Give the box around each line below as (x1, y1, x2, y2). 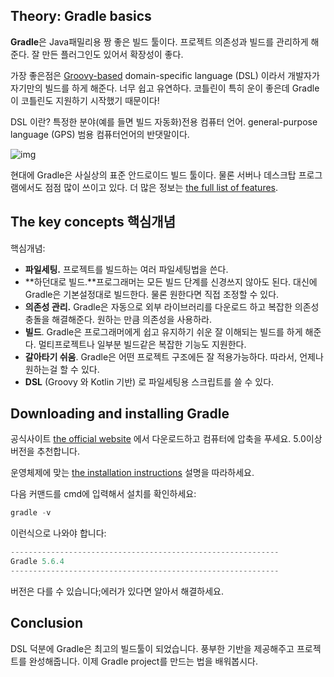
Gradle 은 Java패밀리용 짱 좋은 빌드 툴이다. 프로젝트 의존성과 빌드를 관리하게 (10, 35, 309, 48)
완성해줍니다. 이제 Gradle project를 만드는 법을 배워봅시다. (28, 655, 258, 667)
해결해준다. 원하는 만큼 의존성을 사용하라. (51, 313, 213, 325)
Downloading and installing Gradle (10, 405, 230, 423)
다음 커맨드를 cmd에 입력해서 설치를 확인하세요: (10, 488, 197, 500)
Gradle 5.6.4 (10, 557, 65, 567)
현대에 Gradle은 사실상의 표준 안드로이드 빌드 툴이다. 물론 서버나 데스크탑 (10, 169, 297, 181)
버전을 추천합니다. (10, 445, 81, 458)
